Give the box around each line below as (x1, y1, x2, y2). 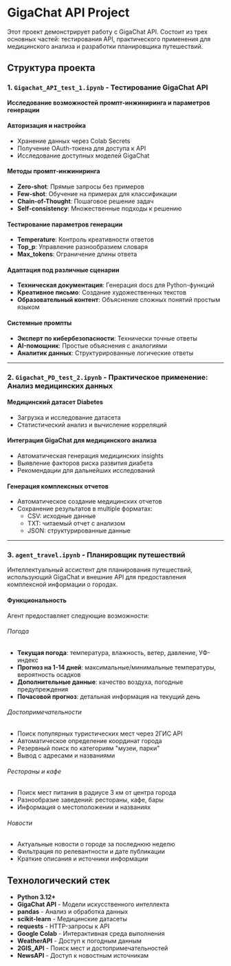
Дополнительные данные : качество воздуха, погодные (16, 678, 184, 686)
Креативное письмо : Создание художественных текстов (16, 288, 187, 297)
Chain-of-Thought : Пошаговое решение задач (16, 197, 154, 206)
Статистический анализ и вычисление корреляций (16, 420, 167, 429)
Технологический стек (7, 874, 111, 886)
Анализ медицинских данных (7, 380, 113, 390)
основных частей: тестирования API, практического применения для (7, 34, 211, 43)
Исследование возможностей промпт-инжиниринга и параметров (7, 98, 211, 107)
